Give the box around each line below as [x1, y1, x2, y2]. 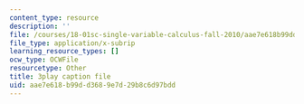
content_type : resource [9, 13, 100, 23]
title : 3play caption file [9, 72, 111, 81]
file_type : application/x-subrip [9, 38, 136, 48]
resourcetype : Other [9, 64, 88, 73]
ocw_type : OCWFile [9, 55, 79, 64]
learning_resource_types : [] [9, 47, 119, 56]
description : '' [9, 22, 71, 31]
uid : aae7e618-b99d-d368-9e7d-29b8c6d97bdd [9, 80, 176, 90]
